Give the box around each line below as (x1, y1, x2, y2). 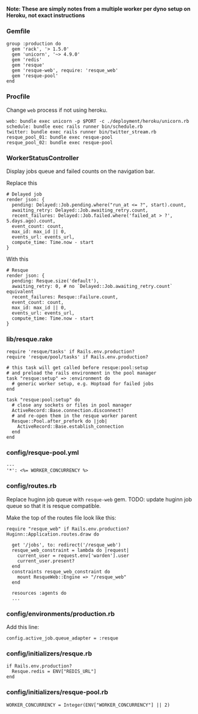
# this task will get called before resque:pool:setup (6, 365, 149, 371)
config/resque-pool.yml (6, 449, 79, 457)
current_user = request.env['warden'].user (17, 553, 130, 559)
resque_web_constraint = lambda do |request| (12, 547, 130, 553)
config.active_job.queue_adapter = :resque (6, 635, 119, 641)
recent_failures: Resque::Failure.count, (12, 293, 119, 300)
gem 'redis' (12, 57, 43, 63)
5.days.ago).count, (6, 218, 56, 224)
